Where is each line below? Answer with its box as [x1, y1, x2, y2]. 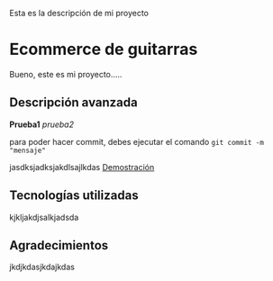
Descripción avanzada [9, 95, 138, 111]
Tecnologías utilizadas [9, 188, 139, 204]
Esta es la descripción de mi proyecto [9, 8, 150, 18]
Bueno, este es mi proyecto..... [9, 68, 123, 79]
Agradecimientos [9, 238, 109, 253]
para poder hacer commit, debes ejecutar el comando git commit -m [9, 136, 264, 147]
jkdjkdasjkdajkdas [9, 261, 75, 273]
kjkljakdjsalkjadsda [9, 212, 79, 222]
